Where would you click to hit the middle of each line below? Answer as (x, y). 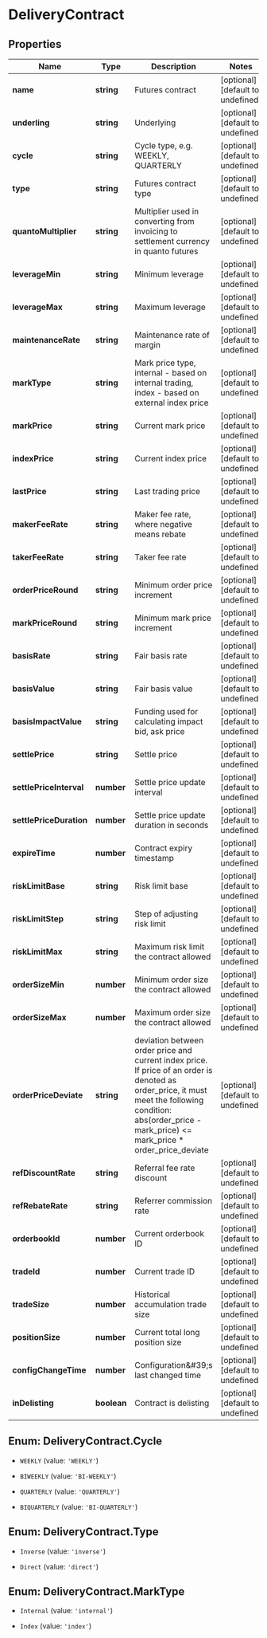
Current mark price (170, 426)
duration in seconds (172, 825)
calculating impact (169, 721)
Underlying (155, 123)
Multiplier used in (167, 211)
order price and (163, 1050)
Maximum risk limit (170, 947)
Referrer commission (174, 1201)
